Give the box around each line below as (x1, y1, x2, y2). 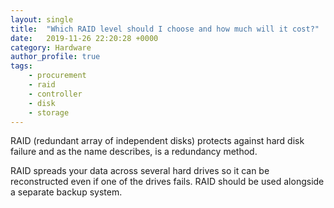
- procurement (28, 71, 87, 81)
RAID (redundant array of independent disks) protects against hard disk (10, 135, 305, 147)
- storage (28, 107, 70, 118)
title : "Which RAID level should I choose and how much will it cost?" (10, 24, 320, 34)
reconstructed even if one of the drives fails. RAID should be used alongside (10, 176, 325, 188)
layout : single (10, 14, 74, 25)
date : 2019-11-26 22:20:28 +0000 (10, 33, 159, 43)
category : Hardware (10, 42, 92, 53)
